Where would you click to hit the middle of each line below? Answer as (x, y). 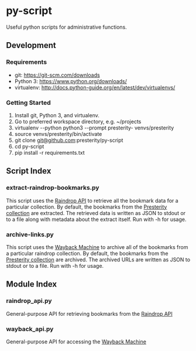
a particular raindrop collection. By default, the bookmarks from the (87, 253)
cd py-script (29, 146)
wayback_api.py (30, 329)
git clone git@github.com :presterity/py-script (69, 140)
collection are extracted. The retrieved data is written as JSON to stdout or (96, 213)
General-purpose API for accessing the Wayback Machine (76, 342)
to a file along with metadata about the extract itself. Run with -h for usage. (96, 219)
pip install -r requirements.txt (49, 152)
